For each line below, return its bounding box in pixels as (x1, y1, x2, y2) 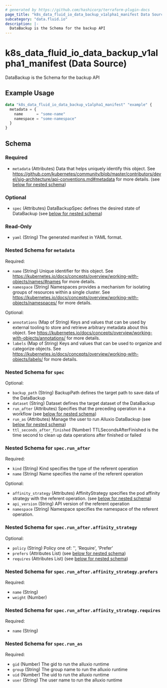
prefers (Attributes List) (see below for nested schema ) (12, 550, 126, 556)
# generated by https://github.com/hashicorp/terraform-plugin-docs (5, 7, 150, 12)
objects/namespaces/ (12, 300, 57, 306)
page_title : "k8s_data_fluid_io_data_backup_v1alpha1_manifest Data (5, 12, 150, 17)
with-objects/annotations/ (12, 335, 66, 341)
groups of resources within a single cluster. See (12, 289, 110, 295)
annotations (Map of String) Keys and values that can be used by (12, 319, 146, 325)
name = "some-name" (14, 111, 66, 116)
